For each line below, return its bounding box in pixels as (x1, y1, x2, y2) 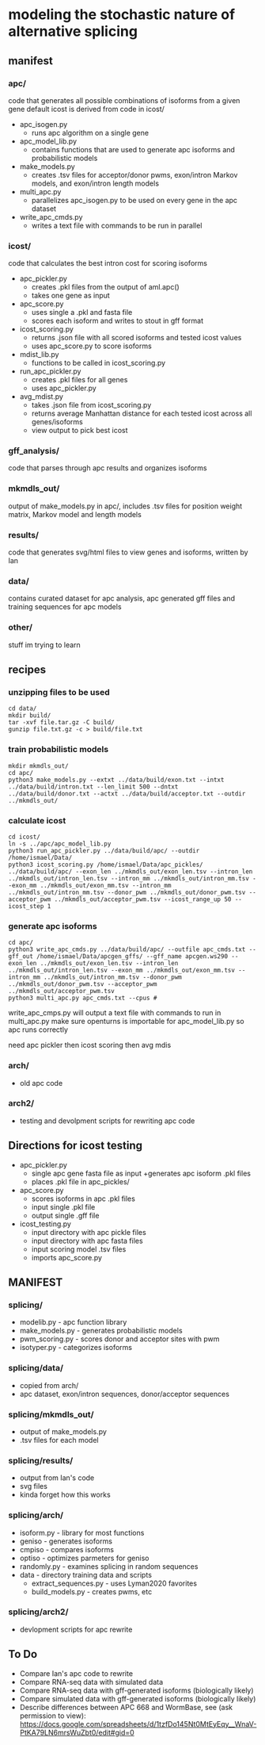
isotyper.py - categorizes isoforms (19, 1343, 133, 1352)
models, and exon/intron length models (31, 178, 160, 188)
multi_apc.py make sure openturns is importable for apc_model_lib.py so (8, 1017, 244, 1026)
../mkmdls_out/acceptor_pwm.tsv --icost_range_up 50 (54, 895, 232, 903)
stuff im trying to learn (8, 640, 81, 650)
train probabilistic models (8, 744, 109, 755)
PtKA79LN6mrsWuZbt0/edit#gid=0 (19, 1728, 134, 1737)
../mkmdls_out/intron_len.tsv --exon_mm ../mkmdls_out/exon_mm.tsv (8, 966, 236, 975)
